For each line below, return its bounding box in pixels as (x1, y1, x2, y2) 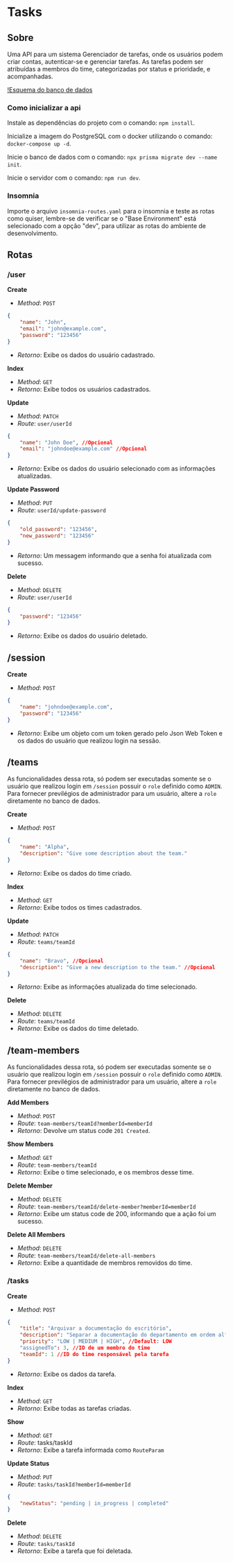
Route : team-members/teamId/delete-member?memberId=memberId (17, 1202, 196, 1210)
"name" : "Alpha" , (19, 844, 70, 851)
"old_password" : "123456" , (19, 526, 98, 533)
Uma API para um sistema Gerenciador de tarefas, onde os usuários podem (7, 50, 223, 58)
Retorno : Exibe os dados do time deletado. (17, 1024, 139, 1033)
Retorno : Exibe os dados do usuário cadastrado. (17, 351, 155, 359)
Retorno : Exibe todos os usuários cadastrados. (17, 385, 151, 393)
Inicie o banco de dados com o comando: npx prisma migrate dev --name (7, 153, 218, 162)
